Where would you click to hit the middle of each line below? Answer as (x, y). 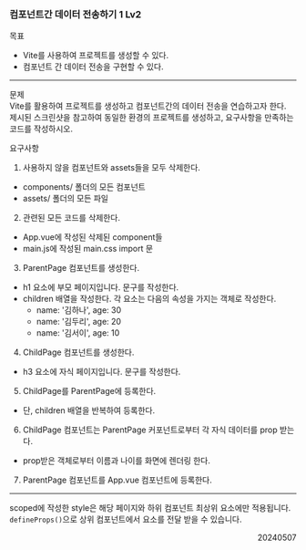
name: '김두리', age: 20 (78, 322)
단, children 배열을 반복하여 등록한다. (89, 410)
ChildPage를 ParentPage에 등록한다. (89, 391)
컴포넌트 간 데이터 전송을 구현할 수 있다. (93, 67)
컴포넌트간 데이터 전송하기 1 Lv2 (76, 14)
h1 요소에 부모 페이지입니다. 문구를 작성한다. (101, 287)
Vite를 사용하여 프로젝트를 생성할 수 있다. (96, 56)
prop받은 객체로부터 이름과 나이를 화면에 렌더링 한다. (117, 461)
